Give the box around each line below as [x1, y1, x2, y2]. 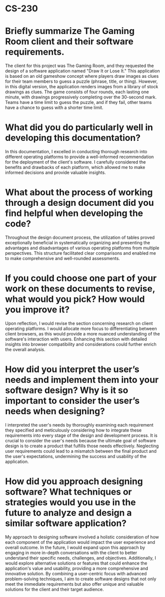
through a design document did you [5, 198, 154, 208]
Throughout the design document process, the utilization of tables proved [5, 234, 155, 240]
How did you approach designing [5, 476, 143, 487]
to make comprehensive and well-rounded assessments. [5, 256, 120, 261]
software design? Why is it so [5, 385, 129, 396]
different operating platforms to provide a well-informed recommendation [5, 154, 154, 160]
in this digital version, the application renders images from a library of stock [5, 84, 159, 90]
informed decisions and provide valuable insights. [5, 169, 106, 175]
